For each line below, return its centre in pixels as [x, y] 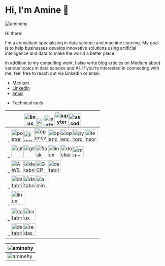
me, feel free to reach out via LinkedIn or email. [53, 73]
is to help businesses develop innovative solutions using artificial [71, 48]
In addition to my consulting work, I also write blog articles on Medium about [83, 63]
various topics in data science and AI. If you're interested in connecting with [82, 68]
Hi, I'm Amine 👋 [37, 10]
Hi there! [14, 33]
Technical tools [28, 102]
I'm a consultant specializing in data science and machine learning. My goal [82, 43]
